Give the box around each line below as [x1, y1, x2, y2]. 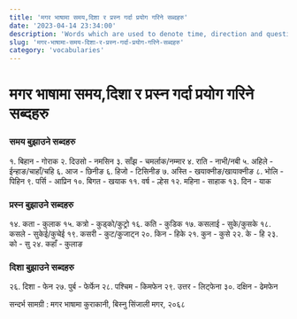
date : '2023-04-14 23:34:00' [9, 21, 117, 30]
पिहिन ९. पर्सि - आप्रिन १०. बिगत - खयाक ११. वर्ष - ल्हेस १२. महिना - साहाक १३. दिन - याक [9, 175, 271, 186]
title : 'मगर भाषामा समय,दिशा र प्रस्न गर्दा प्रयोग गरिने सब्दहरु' [9, 12, 188, 22]
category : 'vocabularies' [9, 46, 104, 55]
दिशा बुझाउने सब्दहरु [9, 261, 75, 273]
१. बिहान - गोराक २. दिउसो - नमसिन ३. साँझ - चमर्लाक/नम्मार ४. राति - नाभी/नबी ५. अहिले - [9, 156, 274, 167]
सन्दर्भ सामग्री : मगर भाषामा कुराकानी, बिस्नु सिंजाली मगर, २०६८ [9, 299, 186, 310]
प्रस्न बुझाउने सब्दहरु [9, 198, 74, 211]
